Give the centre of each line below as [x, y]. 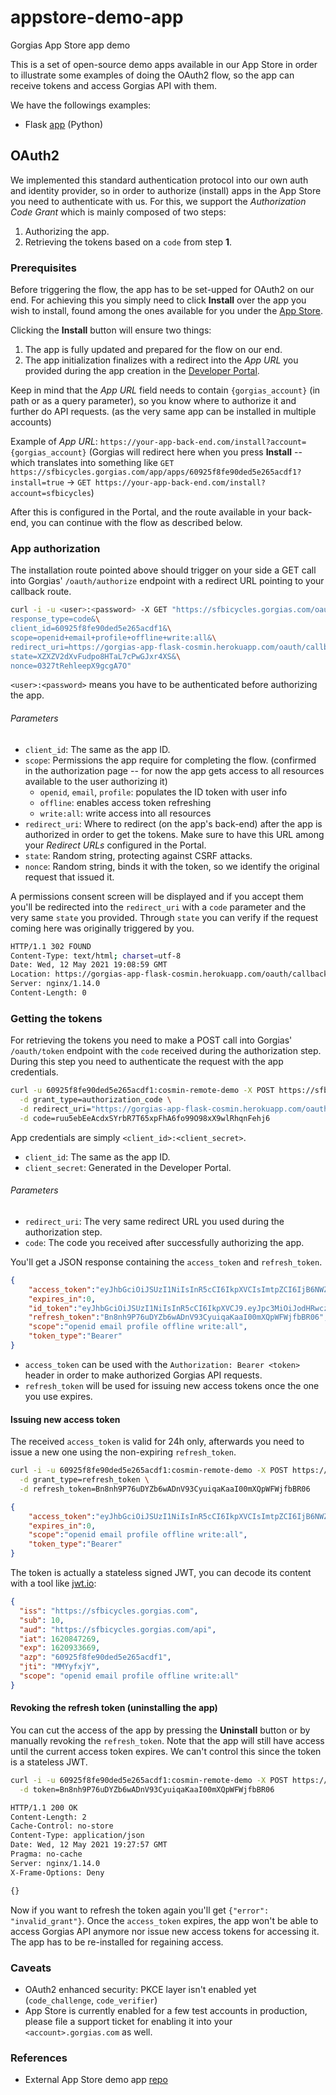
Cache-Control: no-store [62, 1826]
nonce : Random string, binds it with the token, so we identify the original [172, 866]
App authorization [55, 548]
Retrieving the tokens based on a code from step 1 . [128, 242]
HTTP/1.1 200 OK [44, 1807]
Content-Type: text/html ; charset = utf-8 [96, 956]
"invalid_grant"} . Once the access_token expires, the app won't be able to [164, 1920]
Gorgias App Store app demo [70, 45]
